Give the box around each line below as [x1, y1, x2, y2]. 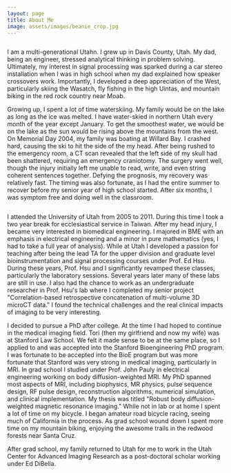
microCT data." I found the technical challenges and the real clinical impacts [7, 301, 223, 309]
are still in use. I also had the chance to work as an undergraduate [7, 279, 194, 287]
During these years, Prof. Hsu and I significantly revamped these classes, [7, 264, 215, 273]
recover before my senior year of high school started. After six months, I [7, 186, 212, 194]
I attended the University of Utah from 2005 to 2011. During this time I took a [7, 213, 224, 221]
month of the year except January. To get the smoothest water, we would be [7, 120, 224, 128]
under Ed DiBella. [7, 460, 57, 468]
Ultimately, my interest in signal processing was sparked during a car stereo [7, 63, 223, 71]
